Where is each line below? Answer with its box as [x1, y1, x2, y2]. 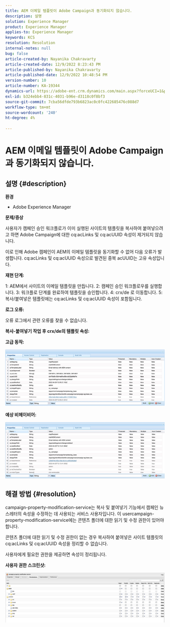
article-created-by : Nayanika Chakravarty [5, 56, 96, 61]
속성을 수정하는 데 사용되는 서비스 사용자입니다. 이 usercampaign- [22, 511, 154, 517]
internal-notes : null [5, 46, 51, 51]
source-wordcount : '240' [5, 110, 58, 115]
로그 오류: [5, 306, 24, 312]
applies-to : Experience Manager [5, 29, 73, 35]
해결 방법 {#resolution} [5, 490, 76, 498]
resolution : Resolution [5, 41, 56, 46]
